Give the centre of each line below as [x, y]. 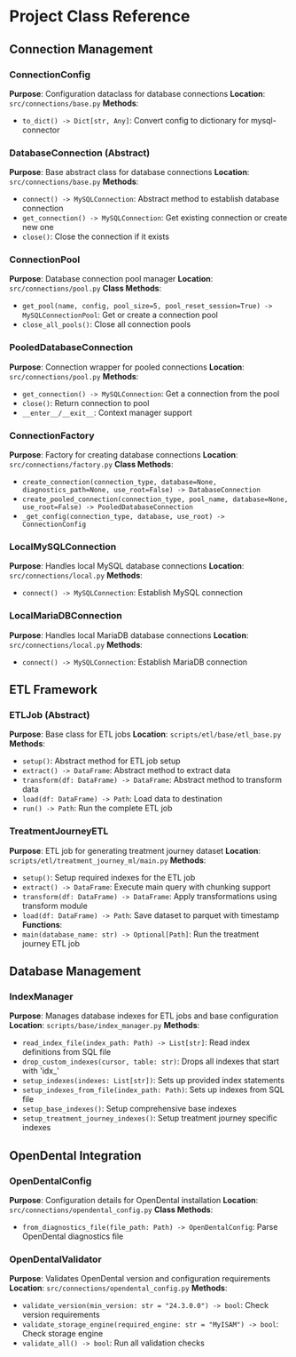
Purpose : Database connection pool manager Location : [111, 279]
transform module [55, 906]
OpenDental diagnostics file [73, 1236]
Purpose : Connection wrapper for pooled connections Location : [127, 367]
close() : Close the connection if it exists [96, 236]
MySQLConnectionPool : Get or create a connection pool [120, 315]
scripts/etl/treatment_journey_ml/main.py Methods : [108, 860]
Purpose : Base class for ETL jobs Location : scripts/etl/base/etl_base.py [145, 734]
